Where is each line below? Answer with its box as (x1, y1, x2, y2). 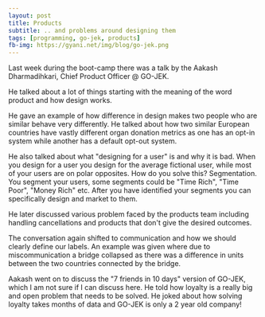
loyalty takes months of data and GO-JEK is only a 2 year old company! (8, 299, 243, 309)
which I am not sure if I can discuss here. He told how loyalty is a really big (8, 283, 253, 292)
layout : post (8, 11, 52, 20)
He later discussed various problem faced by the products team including (8, 209, 249, 219)
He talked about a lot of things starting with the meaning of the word (8, 87, 232, 96)
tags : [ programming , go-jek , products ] (8, 33, 141, 42)
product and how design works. (8, 96, 113, 105)
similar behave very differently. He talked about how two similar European (8, 119, 250, 129)
